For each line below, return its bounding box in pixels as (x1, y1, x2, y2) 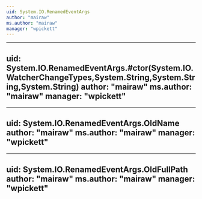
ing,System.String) (6, 82, 79, 92)
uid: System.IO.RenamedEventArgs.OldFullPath (6, 165, 188, 175)
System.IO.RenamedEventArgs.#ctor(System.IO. (6, 63, 194, 73)
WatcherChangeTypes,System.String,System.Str (6, 72, 195, 82)
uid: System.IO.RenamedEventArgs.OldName (6, 118, 180, 129)
